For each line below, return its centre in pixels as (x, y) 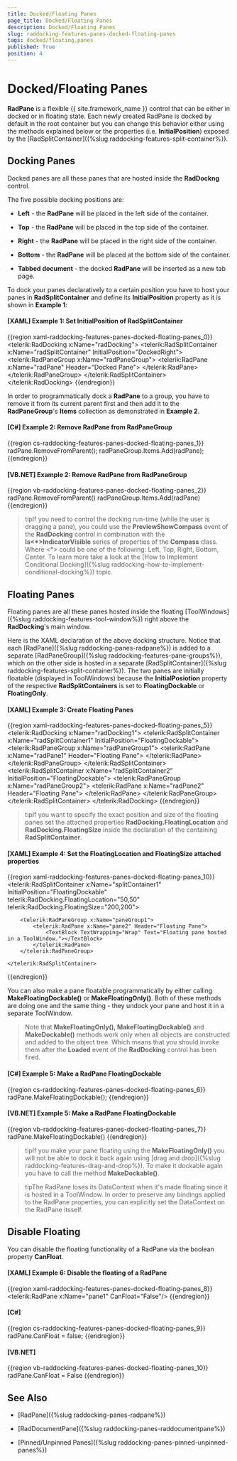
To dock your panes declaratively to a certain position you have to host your (118, 289)
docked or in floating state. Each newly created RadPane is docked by (110, 116)
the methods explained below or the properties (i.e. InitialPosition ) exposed (118, 131)
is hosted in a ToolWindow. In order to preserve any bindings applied (125, 1194)
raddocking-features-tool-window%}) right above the (111, 619)
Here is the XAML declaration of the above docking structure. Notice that (114, 641)
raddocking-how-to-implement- (158, 564)
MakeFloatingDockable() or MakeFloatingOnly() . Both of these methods (114, 998)
